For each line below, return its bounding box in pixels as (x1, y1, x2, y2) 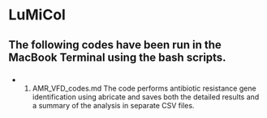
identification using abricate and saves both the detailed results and (32, 91, 260, 102)
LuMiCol (8, 6, 67, 24)
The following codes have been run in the (8, 38, 222, 52)
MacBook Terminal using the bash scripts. (8, 50, 226, 64)
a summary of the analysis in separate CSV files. (32, 100, 195, 110)
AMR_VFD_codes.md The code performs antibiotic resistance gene (32, 83, 257, 93)
